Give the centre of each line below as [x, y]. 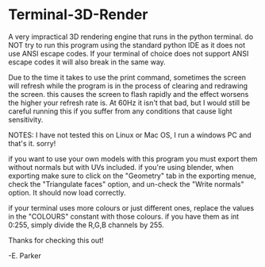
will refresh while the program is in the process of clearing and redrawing [128, 86]
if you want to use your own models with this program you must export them [133, 159]
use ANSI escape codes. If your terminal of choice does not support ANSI [129, 53]
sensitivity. [26, 119]
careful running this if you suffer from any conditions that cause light [120, 111]
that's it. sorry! [32, 143]
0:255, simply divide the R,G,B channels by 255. [86, 225]
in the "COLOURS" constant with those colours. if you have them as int [124, 216]
